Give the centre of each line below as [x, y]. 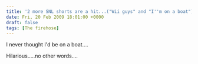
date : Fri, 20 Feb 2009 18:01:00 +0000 [55, 17]
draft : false [22, 22]
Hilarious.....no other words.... [42, 56]
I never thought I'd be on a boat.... [47, 45]
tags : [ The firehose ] [33, 28]
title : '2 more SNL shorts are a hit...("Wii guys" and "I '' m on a [91, 11]
